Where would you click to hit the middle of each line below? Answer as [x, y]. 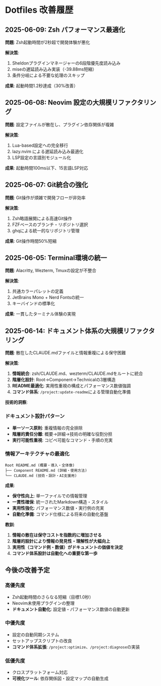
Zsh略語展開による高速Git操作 [42, 218]
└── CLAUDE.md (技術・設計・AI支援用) [41, 476]
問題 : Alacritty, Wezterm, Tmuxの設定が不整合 [51, 271]
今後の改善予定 [27, 570]
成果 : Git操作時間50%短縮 [31, 241]
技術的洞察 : [17, 402]
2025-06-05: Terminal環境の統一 [56, 258]
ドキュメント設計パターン [35, 416]
